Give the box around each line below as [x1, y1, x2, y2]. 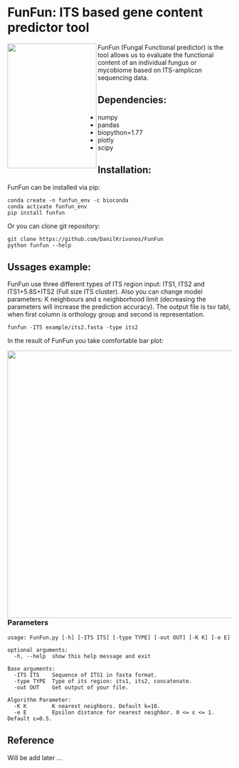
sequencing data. [97, 73, 149, 82]
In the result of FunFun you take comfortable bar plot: [7, 337, 164, 345]
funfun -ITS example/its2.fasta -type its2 [7, 324, 139, 332]
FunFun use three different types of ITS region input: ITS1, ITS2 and [7, 280, 205, 289]
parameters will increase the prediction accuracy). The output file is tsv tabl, [7, 302, 231, 311]
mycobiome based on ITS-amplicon [97, 66, 203, 74]
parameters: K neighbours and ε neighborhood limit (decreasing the [7, 295, 206, 304]
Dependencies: [97, 94, 167, 106]
